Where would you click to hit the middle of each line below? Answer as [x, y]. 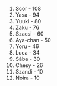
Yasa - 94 [27, 15]
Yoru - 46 [27, 46]
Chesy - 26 [29, 65]
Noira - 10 [28, 78]
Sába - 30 [28, 59]
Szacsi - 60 [29, 34]
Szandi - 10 [29, 71]
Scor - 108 [28, 9]
